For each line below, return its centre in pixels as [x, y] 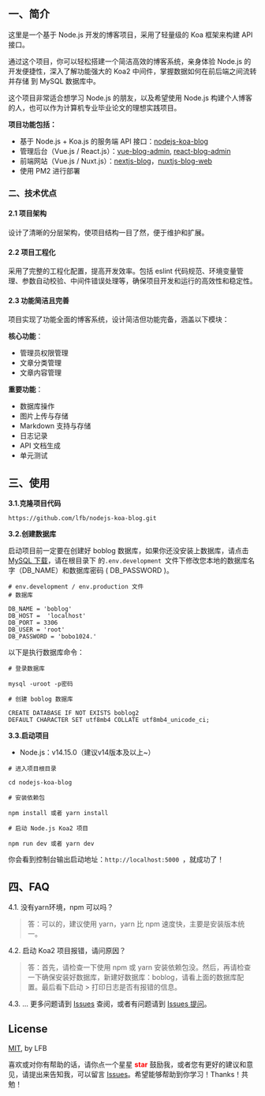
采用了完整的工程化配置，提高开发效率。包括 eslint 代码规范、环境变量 [123, 271]
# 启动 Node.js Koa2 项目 [49, 829]
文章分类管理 [40, 363]
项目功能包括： [32, 124]
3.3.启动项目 [29, 735]
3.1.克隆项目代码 [35, 503]
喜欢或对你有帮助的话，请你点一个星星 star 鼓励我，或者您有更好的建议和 [127, 1064]
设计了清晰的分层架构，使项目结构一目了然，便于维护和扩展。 [108, 232]
